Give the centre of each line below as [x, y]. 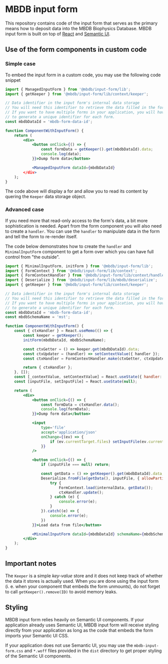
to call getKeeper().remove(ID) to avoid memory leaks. [61, 592]
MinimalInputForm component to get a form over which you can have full [79, 251]
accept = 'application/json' [69, 432]
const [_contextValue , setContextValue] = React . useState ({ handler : [88, 377]
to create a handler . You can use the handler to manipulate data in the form [82, 231]
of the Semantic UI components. [38, 656]
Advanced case [24, 210]
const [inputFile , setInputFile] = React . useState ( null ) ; [76, 382]
